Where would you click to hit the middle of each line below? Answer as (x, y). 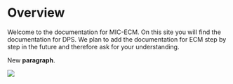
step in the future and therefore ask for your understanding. (93, 47)
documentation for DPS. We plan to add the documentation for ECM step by (117, 39)
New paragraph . (31, 60)
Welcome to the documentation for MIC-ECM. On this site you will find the (114, 32)
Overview (36, 13)
